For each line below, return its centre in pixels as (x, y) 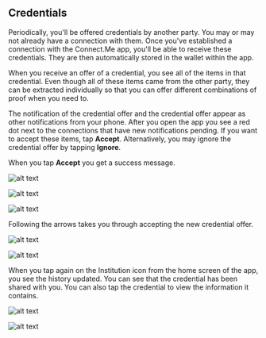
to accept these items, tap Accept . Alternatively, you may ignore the (120, 139)
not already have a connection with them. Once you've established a (120, 40)
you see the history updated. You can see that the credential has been (123, 278)
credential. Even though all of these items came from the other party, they (129, 81)
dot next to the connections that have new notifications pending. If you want (133, 130)
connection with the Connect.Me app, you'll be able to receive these (120, 49)
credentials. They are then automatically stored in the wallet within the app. (131, 57)
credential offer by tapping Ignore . (65, 147)
